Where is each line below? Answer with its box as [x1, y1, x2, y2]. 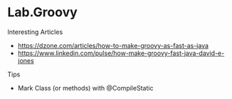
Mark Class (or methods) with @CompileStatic [17, 83, 154, 92]
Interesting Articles [7, 28, 63, 36]
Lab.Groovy [7, 4, 78, 21]
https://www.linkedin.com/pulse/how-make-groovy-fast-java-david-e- [17, 49, 225, 57]
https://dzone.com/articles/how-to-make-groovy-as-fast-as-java [17, 41, 209, 49]
